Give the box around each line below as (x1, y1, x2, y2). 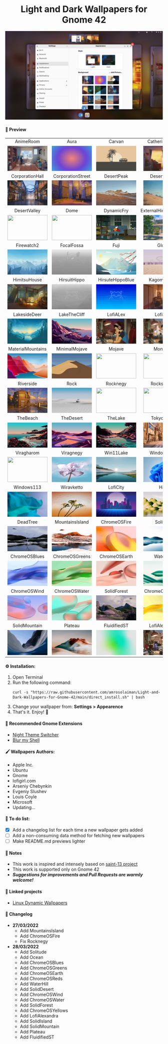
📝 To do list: (5, 816, 30, 822)
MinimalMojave (56, 346, 87, 352)
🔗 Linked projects (5, 888, 42, 894)
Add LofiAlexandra (19, 1012, 58, 1018)
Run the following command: (12, 679, 71, 685)
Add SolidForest (19, 1002, 53, 1008)
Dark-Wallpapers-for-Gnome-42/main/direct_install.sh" (12, 695, 129, 700)
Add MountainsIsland (19, 927, 64, 933)
